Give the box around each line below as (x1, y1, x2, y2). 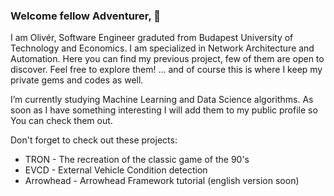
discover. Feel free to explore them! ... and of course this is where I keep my (10, 64, 323, 76)
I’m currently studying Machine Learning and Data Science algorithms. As (10, 94, 314, 106)
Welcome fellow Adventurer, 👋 (10, 9, 162, 23)
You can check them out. (10, 115, 113, 127)
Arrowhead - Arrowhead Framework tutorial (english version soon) (24, 175, 300, 187)
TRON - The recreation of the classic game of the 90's (24, 154, 250, 166)
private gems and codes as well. (10, 74, 144, 86)
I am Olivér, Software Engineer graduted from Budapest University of (10, 32, 294, 44)
